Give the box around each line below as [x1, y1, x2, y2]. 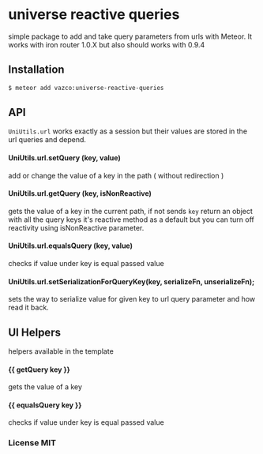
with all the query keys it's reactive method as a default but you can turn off [8, 215, 254, 224]
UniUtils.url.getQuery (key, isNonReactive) [8, 189, 152, 198]
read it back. [8, 302, 49, 313]
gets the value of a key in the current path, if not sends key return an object [8, 206, 253, 216]
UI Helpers [8, 325, 62, 339]
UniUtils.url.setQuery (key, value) [8, 153, 121, 163]
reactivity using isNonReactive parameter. [8, 223, 145, 232]
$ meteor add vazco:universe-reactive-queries [8, 84, 164, 92]
